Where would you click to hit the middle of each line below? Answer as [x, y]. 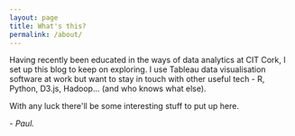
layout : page [34, 18]
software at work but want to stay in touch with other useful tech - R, [137, 79]
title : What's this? [48, 26]
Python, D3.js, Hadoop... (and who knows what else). [108, 89]
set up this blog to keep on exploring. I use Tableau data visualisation [138, 69]
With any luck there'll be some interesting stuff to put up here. [124, 106]
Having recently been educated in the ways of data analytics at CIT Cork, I [147, 60]
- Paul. [22, 123]
